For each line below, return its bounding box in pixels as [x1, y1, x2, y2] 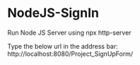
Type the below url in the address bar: [7, 42, 118, 50]
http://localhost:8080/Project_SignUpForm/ [7, 49, 134, 58]
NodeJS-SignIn [7, 5, 99, 21]
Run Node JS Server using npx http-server [7, 28, 132, 37]
